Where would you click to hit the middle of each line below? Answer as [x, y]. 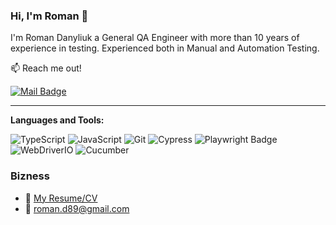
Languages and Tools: [57, 120]
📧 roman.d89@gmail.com [77, 208]
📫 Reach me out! [46, 68]
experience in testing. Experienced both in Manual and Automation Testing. [165, 48]
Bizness [30, 176]
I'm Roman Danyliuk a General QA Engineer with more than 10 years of [155, 38]
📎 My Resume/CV [61, 198]
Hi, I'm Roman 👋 [49, 16]
